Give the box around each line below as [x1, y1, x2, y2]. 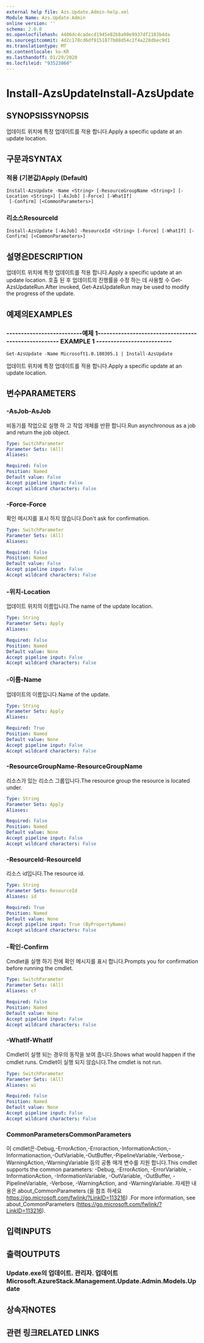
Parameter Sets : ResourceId [6, 888, 78, 894]
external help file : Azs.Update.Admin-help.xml [6, 9, 130, 15]
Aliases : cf [6, 988, 37, 994]
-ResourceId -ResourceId [6, 855, 81, 863]
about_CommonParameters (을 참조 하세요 [17, 1187, 122, 1195]
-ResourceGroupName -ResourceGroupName [6, 762, 143, 770]
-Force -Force [6, 500, 47, 508]
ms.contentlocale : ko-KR [6, 49, 69, 55]
